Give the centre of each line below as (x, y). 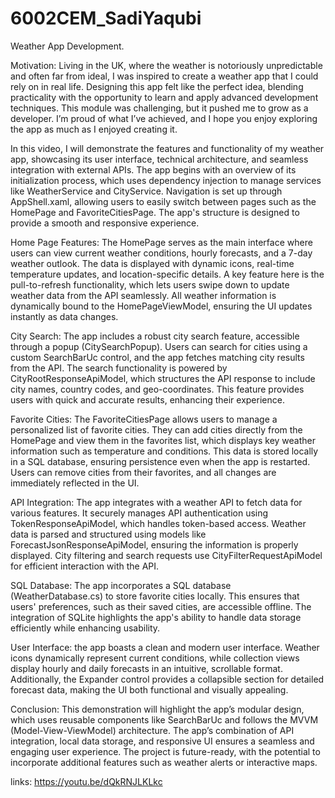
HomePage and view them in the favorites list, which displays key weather (163, 440)
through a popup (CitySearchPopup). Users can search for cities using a (159, 346)
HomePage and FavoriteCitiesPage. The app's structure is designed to (155, 212)
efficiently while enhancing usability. (85, 628)
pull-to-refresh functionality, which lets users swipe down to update (150, 284)
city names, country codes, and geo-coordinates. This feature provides (157, 389)
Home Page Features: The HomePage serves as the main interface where (161, 242)
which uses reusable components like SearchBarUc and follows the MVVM (164, 719)
